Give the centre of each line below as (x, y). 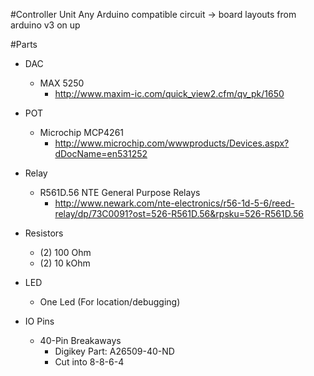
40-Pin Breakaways (80, 340)
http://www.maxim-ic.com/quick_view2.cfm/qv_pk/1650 (169, 93)
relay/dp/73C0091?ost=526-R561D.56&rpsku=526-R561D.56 (179, 213)
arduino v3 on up (45, 25)
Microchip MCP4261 (82, 132)
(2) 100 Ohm (65, 252)
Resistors (44, 233)
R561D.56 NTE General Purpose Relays (120, 192)
